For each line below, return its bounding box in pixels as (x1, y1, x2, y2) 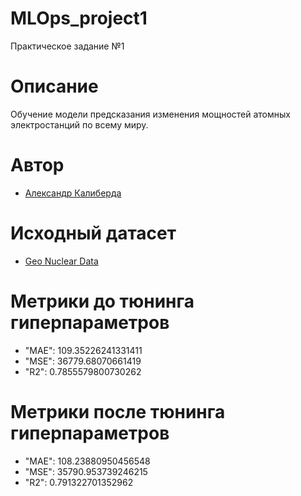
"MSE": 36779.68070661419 (24, 355, 142, 367)
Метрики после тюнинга (10, 400, 226, 423)
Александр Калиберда (24, 187, 122, 199)
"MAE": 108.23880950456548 (24, 455, 151, 467)
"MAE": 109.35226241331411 (24, 344, 143, 356)
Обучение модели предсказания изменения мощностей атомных (10, 108, 291, 120)
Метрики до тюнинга (10, 290, 195, 312)
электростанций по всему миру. (10, 118, 149, 131)
